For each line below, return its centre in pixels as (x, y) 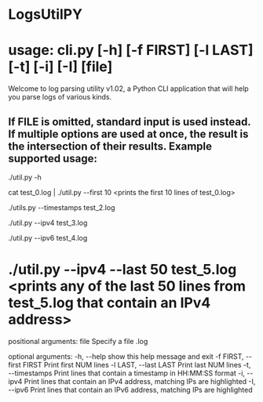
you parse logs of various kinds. (60, 97)
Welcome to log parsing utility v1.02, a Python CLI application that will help (128, 89)
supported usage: (53, 158)
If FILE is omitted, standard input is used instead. (130, 122)
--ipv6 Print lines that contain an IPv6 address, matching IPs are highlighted (130, 389)
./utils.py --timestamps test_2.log (62, 207)
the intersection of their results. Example (110, 146)
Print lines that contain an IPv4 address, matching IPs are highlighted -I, (140, 381)
